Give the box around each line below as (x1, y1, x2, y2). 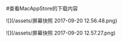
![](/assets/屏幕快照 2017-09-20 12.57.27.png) (6, 29, 116, 36)
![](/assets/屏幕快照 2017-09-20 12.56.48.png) (6, 17, 118, 24)
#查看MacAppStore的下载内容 (6, 5, 78, 12)
